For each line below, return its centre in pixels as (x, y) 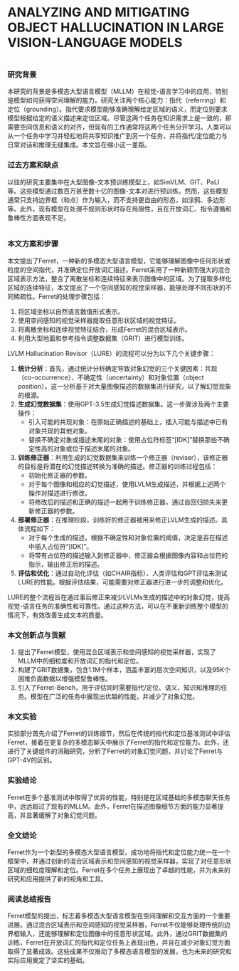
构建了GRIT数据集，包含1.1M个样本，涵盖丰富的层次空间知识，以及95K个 (124, 670)
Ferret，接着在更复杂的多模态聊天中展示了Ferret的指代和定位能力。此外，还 (118, 742)
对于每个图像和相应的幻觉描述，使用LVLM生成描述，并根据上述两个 (127, 484)
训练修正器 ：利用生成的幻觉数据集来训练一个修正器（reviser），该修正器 (123, 457)
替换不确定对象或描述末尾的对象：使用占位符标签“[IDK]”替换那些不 (126, 439)
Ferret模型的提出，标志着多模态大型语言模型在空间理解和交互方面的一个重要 (119, 916)
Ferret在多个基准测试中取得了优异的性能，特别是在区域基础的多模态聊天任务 (119, 797)
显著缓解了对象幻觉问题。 (63, 815)
